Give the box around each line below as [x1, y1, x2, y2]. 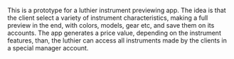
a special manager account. [7, 44, 89, 52]
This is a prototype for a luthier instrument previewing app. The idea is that [7, 6, 226, 14]
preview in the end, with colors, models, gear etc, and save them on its [7, 21, 215, 29]
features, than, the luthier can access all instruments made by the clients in [7, 36, 228, 45]
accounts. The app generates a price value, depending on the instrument [7, 28, 222, 37]
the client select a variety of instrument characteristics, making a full [7, 14, 208, 22]
